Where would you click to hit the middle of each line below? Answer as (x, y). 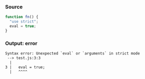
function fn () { (22, 17)
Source (14, 7)
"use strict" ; (24, 22)
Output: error (21, 43)
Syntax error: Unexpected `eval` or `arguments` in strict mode (72, 53)
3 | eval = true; (25, 67)
